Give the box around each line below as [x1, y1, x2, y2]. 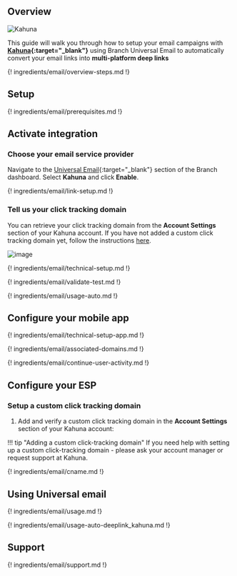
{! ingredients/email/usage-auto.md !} [7, 291, 118, 300]
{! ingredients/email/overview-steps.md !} [7, 67, 130, 76]
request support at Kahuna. [7, 453, 88, 463]
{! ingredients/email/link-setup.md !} [7, 187, 114, 196]
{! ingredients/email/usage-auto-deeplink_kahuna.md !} [7, 520, 171, 529]
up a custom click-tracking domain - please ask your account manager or [7, 446, 223, 455]
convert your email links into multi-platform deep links [7, 54, 169, 62]
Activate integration [7, 128, 99, 140]
